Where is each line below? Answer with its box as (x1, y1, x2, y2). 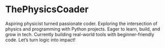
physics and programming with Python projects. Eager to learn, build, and (5, 26, 160, 32)
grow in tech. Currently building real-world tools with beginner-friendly (5, 31, 154, 37)
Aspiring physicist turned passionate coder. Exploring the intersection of (5, 20, 157, 27)
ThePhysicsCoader (5, 4, 89, 15)
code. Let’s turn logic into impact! (5, 37, 76, 43)
